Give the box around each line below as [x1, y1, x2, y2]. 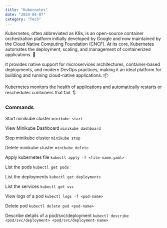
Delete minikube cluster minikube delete [5, 144, 89, 150]
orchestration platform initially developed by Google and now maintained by [5, 36, 161, 42]
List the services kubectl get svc [5, 183, 74, 189]
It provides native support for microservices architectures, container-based [5, 61, 160, 68]
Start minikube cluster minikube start [5, 115, 83, 121]
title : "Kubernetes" [5, 7, 48, 13]
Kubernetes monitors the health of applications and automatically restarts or [5, 84, 162, 90]
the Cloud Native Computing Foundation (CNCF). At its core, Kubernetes [5, 41, 154, 47]
